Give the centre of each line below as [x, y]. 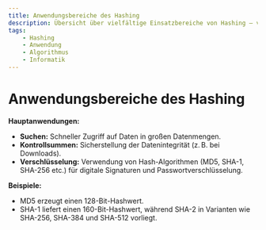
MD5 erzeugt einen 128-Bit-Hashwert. [82, 201]
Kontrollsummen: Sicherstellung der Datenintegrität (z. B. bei [120, 144]
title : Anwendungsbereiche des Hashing [74, 15]
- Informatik [44, 60]
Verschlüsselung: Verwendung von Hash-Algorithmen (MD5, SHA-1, [132, 161]
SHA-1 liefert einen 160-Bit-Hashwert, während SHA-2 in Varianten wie [135, 209]
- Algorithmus [46, 52]
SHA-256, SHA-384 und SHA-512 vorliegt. [88, 217]
